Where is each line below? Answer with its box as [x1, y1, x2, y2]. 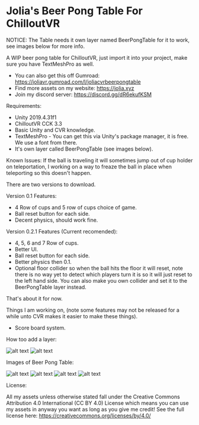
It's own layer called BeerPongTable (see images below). [14, 145, 153, 152]
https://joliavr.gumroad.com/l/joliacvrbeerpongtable [14, 78, 141, 85]
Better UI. [14, 245, 38, 253]
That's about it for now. [6, 295, 63, 302]
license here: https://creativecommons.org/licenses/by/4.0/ [6, 412, 151, 419]
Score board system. [14, 324, 66, 331]
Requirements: [6, 102, 41, 109]
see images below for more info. [6, 43, 85, 50]
